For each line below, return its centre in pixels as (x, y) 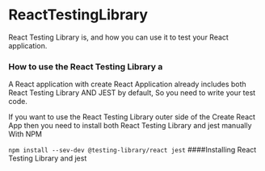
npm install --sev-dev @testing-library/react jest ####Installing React (132, 150)
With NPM (25, 134)
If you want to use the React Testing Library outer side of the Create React (132, 117)
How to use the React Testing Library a (86, 66)
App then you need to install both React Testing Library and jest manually (130, 126)
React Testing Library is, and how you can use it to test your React (118, 37)
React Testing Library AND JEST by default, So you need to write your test (132, 93)
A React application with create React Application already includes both (127, 84)
